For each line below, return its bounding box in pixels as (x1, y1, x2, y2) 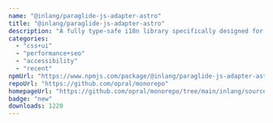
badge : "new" (8, 95, 53, 103)
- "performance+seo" (15, 49, 85, 57)
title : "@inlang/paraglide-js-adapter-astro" (8, 19, 165, 28)
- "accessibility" (15, 57, 79, 66)
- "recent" (15, 65, 53, 73)
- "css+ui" (15, 42, 53, 50)
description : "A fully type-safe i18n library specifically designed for (8, 27, 264, 35)
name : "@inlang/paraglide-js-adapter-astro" (8, 11, 162, 20)
